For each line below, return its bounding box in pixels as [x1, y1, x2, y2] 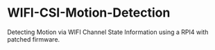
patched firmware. [7, 35, 60, 43]
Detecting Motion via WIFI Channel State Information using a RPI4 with [7, 28, 209, 36]
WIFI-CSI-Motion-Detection [7, 5, 171, 21]
